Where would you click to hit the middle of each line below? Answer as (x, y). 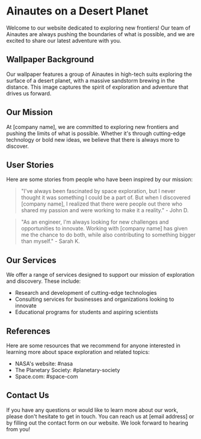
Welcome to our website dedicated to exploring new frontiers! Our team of (98, 28)
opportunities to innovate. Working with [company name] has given (104, 229)
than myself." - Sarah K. (50, 241)
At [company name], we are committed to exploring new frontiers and (92, 127)
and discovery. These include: (44, 281)
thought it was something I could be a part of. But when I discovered (106, 198)
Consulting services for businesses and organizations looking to (94, 299)
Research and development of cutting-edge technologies (86, 293)
